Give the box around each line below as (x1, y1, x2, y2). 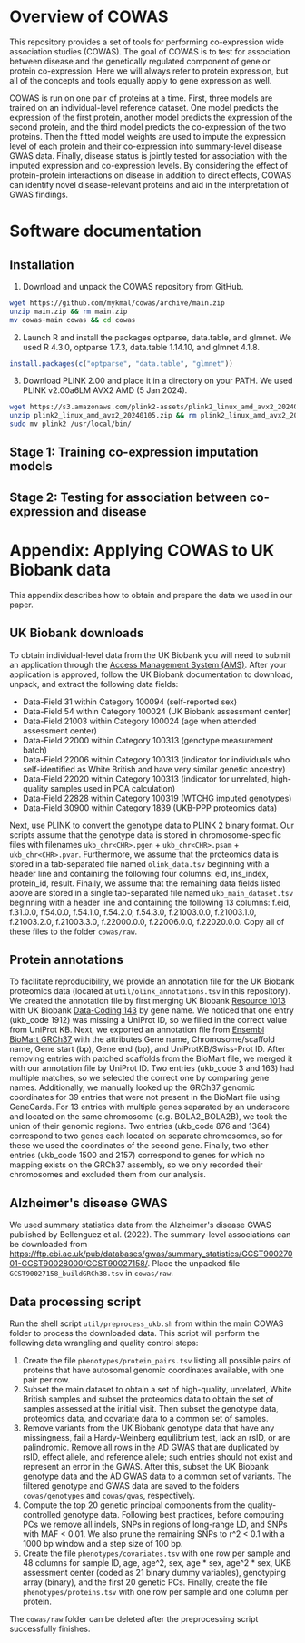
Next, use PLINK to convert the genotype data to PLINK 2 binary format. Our (9, 820, 295, 831)
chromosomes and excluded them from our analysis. (9, 1169, 207, 1180)
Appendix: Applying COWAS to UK (9, 540, 275, 561)
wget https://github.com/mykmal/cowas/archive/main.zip (9, 298, 225, 308)
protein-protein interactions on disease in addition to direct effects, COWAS (9, 170, 292, 181)
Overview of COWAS (9, 6, 169, 27)
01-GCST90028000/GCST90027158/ (9, 1258, 148, 1269)
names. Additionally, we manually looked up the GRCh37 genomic (9, 1082, 256, 1093)
